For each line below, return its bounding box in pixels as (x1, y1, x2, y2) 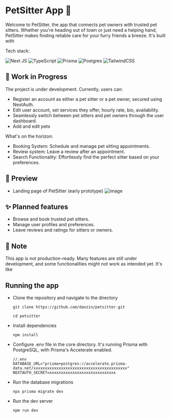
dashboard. (12, 118, 37, 124)
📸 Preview (5, 174, 38, 183)
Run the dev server (12, 398, 53, 404)
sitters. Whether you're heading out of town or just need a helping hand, (5, 27, 157, 33)
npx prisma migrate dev (12, 389, 64, 394)
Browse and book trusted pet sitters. (12, 216, 90, 222)
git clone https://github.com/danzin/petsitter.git (12, 304, 125, 310)
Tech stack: (5, 48, 30, 54)
